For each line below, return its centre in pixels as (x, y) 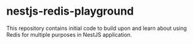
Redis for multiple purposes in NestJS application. (69, 34)
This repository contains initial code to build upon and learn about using (97, 28)
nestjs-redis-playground (70, 11)
